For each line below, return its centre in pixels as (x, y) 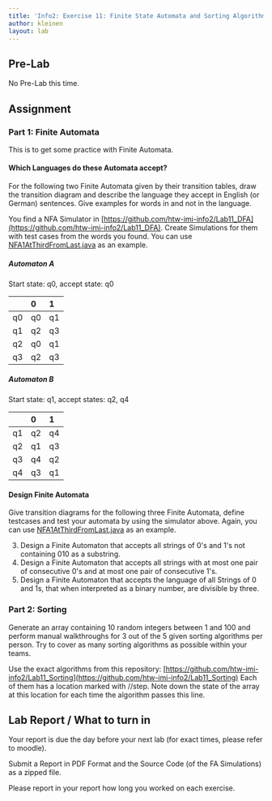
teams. (20, 653)
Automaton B (31, 379)
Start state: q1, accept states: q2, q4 (69, 400)
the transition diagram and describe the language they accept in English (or (134, 195)
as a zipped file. (35, 773)
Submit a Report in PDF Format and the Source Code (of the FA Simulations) (135, 764)
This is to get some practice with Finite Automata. (91, 149)
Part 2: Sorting (38, 610)
